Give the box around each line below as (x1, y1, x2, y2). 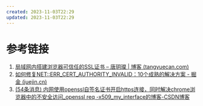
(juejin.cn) (22, 78, 47, 86)
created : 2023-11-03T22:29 (6, 8, 75, 15)
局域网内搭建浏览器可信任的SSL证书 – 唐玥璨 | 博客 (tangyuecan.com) (15, 63, 189, 70)
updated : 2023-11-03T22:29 (6, 14, 75, 20)
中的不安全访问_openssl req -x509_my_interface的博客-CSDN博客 (25, 93, 190, 101)
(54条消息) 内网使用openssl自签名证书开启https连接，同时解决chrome (15, 86, 190, 93)
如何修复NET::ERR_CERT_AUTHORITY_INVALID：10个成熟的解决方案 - (15, 70, 190, 78)
